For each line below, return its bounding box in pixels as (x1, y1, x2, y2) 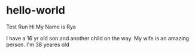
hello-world (6, 4, 66, 17)
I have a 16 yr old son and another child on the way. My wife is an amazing (6, 34, 190, 42)
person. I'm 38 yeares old (6, 41, 70, 48)
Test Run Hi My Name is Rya (6, 23, 76, 30)
